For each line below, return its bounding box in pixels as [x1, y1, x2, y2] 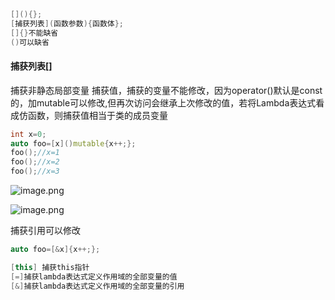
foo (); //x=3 [10, 166, 60, 177]
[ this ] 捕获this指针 [10, 262, 90, 272]
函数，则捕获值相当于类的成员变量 [27, 109, 168, 121]
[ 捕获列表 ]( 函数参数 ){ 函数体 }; [10, 18, 124, 29]
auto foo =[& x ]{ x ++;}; [10, 245, 101, 255]
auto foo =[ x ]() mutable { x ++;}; [10, 138, 137, 149]
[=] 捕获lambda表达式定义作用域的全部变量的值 [10, 271, 178, 282]
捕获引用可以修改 [10, 225, 81, 237]
